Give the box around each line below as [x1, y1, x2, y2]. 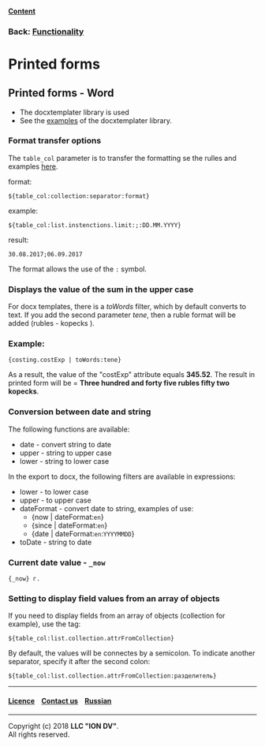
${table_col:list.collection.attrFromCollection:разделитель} [8, 672, 217, 680]
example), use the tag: [8, 619, 81, 629]
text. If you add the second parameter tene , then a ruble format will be [8, 310, 237, 319]
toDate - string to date [19, 537, 92, 547]
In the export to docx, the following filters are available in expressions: [8, 472, 236, 481]
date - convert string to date [19, 439, 112, 449]
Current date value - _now [8, 557, 106, 568]
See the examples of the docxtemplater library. [19, 115, 172, 125]
